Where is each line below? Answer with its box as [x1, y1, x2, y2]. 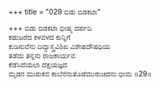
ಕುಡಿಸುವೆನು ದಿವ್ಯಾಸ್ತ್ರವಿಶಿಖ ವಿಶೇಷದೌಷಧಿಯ [8, 41, 111, 51]
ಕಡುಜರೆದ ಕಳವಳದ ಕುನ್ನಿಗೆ [8, 33, 71, 41]
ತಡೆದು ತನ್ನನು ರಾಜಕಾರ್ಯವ [8, 50, 75, 60]
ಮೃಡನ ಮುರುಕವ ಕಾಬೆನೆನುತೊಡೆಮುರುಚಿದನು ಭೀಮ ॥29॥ [8, 69, 153, 78]
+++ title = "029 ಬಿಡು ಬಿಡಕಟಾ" [8, 7, 101, 16]
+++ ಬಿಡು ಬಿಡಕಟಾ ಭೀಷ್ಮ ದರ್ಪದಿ [8, 24, 92, 33]
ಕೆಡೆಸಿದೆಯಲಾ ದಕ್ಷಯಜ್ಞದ [8, 60, 67, 69]
